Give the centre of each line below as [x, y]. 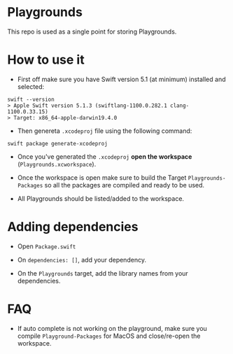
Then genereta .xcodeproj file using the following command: [105, 131]
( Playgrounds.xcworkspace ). [57, 164]
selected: [31, 86]
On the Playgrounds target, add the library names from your [103, 273]
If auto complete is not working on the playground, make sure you [112, 328]
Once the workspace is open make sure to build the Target [102, 177]
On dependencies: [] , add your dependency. [82, 260]
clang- [180, 106]
